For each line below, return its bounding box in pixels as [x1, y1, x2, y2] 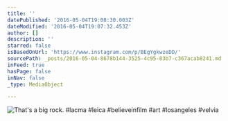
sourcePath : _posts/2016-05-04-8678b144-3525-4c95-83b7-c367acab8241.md [7, 55, 222, 62]
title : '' [7, 10, 36, 17]
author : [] [7, 29, 39, 37]
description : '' [7, 36, 54, 43]
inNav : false [7, 74, 45, 82]
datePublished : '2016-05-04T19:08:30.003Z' [7, 17, 135, 24]
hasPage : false [7, 68, 51, 75]
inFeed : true [7, 62, 45, 68]
